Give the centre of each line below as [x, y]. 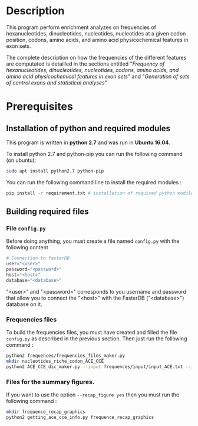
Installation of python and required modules [88, 128]
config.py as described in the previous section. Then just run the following [97, 339]
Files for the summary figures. [50, 382]
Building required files [48, 212]
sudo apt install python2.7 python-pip [55, 171]
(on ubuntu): [21, 160]
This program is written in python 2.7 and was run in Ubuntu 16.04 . [88, 142]
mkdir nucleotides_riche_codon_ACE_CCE [55, 361]
